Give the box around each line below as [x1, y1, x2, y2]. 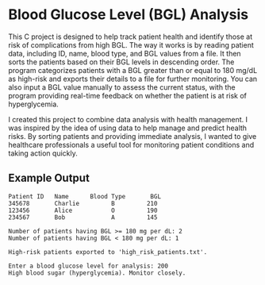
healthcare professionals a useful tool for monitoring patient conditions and [8, 140, 255, 149]
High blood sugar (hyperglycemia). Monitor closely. [8, 268, 186, 277]
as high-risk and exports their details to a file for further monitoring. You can [8, 74, 258, 83]
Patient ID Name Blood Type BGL [8, 192, 161, 200]
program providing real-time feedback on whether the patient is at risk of [8, 91, 248, 100]
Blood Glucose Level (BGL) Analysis [8, 6, 248, 24]
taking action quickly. [8, 148, 78, 158]
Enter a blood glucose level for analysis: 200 [8, 262, 169, 270]
